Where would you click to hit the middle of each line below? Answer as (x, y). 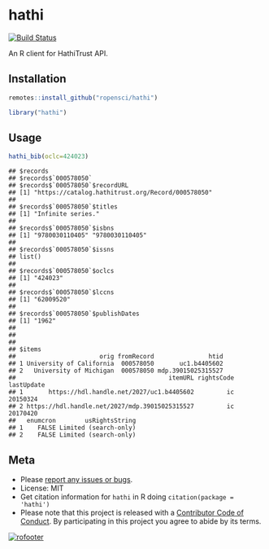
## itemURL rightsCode (121, 378)
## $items (25, 349)
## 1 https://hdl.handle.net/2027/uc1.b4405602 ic (121, 393)
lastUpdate (27, 385)
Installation (37, 79)
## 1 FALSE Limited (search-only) (72, 428)
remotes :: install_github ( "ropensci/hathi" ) (83, 98)
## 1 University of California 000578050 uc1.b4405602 (116, 364)
